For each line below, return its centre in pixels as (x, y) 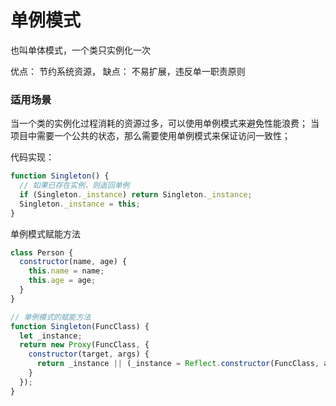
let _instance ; (51, 336)
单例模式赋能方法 (45, 233)
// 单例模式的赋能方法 (51, 317)
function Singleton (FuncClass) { (80, 326)
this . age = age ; (62, 281)
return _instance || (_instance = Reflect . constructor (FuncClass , (178, 364)
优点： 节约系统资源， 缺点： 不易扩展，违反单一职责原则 (128, 71)
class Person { (42, 252)
